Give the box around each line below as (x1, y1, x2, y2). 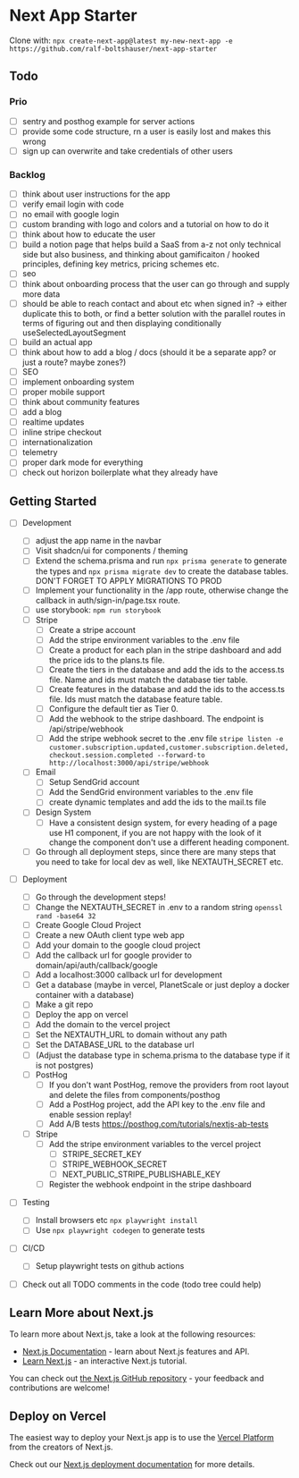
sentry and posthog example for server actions (21, 115, 195, 126)
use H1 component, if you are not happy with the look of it (48, 827, 262, 838)
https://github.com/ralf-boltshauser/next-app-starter (9, 44, 218, 54)
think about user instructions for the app (21, 189, 171, 199)
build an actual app (21, 336, 93, 347)
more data (21, 288, 61, 300)
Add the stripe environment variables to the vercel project (48, 1138, 262, 1149)
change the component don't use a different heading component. (48, 837, 290, 848)
